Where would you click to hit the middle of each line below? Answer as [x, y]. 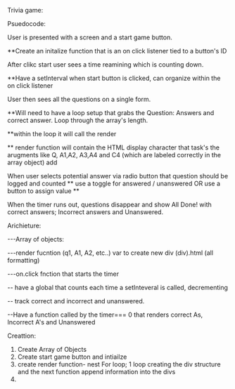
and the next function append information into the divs [96, 372]
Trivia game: [25, 10]
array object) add [32, 162]
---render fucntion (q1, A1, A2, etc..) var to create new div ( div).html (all [110, 253]
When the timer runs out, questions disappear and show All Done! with [110, 204]
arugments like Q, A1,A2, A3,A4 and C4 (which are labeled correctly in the [114, 155]
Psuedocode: [26, 24]
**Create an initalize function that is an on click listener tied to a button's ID [117, 51]
